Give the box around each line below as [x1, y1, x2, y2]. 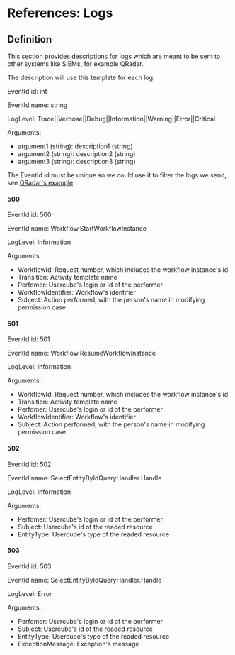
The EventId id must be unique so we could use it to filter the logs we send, [7, 171, 227, 179]
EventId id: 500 [7, 211, 52, 219]
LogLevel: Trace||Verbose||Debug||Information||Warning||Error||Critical [7, 115, 216, 123]
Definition [7, 33, 52, 45]
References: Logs [7, 5, 113, 21]
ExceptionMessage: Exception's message [17, 639, 139, 648]
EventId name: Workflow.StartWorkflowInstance [7, 224, 147, 233]
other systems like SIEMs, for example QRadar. [7, 60, 144, 68]
